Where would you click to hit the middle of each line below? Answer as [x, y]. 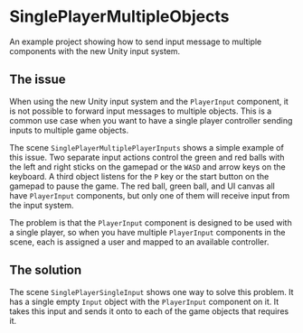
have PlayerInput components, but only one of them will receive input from [150, 195]
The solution [46, 270]
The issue [38, 80]
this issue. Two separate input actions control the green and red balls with [147, 157]
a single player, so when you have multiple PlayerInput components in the [147, 232]
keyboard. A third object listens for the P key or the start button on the [139, 176]
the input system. [42, 205]
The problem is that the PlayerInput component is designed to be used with [151, 222]
